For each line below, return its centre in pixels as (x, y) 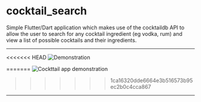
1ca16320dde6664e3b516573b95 (152, 80)
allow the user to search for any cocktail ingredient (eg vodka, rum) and (94, 33)
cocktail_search (47, 11)
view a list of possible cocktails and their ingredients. (71, 40)
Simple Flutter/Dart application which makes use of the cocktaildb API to (95, 27)
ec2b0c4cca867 (131, 86)
